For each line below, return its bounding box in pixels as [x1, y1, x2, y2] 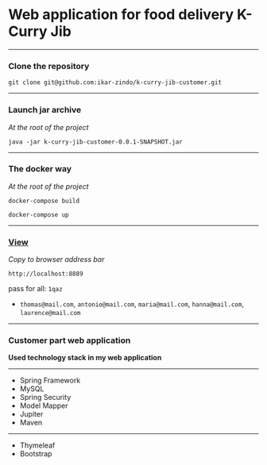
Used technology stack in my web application [8, 353, 162, 363]
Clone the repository [8, 60, 90, 71]
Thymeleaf [19, 440, 56, 450]
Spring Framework [19, 375, 81, 386]
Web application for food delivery [8, 6, 234, 24]
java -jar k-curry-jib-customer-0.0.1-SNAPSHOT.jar [8, 137, 183, 146]
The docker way [8, 163, 72, 175]
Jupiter [19, 409, 44, 419]
